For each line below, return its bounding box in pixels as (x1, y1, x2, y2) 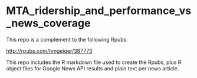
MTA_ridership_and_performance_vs (6, 4, 192, 18)
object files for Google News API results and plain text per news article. (6, 65, 179, 72)
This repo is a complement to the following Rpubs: (6, 36, 128, 43)
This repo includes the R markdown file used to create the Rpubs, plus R (6, 59, 182, 66)
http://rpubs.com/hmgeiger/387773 (6, 47, 93, 54)
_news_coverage (6, 16, 91, 30)
